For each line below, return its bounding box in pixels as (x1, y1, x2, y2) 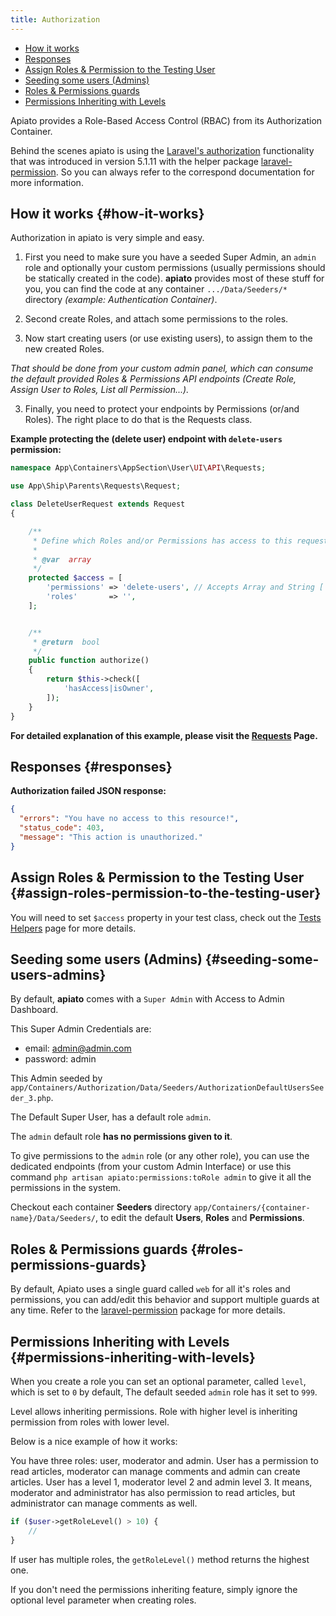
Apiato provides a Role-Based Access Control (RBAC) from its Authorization (10, 114, 323, 126)
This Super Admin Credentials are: (10, 1023, 152, 1035)
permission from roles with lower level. (10, 1416, 170, 1428)
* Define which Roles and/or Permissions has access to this (32, 536, 293, 546)
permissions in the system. (10, 1182, 122, 1194)
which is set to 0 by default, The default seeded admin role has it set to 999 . (10, 1386, 318, 1398)
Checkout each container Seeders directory (10, 1201, 192, 1213)
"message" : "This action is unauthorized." (19, 832, 203, 842)
